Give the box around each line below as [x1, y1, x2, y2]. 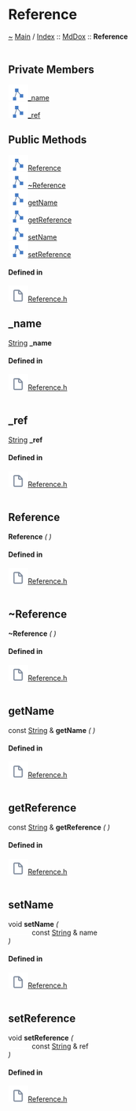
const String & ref [31, 1041, 89, 1051]
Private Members [8, 63, 94, 77]
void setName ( [8, 919, 59, 928]
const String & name [31, 928, 98, 937]
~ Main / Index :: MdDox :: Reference [8, 32, 128, 41]
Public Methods [8, 133, 87, 147]
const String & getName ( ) [8, 725, 96, 735]
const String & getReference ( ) [8, 822, 111, 832]
